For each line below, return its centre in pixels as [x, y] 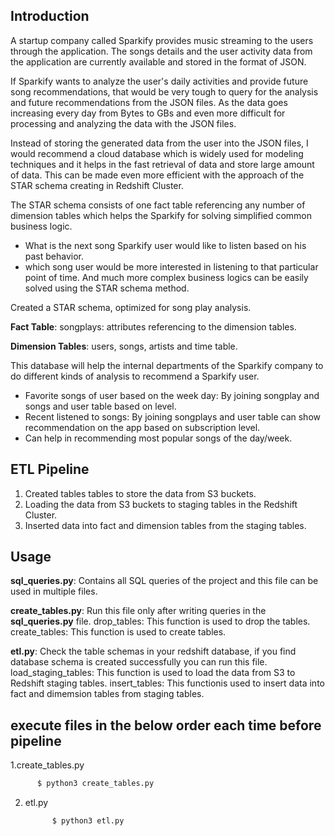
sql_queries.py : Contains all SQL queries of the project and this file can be [164, 581]
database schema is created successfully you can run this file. [139, 662]
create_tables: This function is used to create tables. [118, 632]
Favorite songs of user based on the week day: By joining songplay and [172, 395]
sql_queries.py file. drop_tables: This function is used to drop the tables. [160, 621]
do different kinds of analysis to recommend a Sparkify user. [135, 376]
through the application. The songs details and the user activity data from [161, 51]
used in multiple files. [54, 591]
